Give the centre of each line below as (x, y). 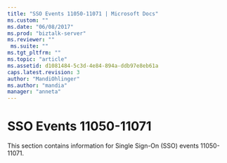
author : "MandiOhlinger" (44, 79)
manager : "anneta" (34, 92)
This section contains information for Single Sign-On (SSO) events (103, 146)
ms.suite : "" (30, 46)
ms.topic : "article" (38, 59)
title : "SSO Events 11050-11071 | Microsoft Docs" (83, 14)
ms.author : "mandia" (38, 85)
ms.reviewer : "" (31, 40)
